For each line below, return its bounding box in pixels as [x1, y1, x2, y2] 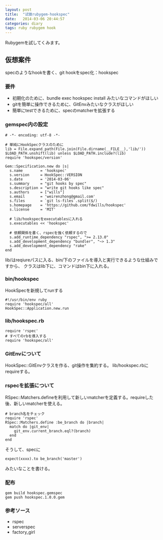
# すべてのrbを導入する [5, 334, 47, 339]
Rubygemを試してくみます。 [5, 40, 63, 46]
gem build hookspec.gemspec [5, 491, 63, 496]
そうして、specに [5, 446, 41, 452]
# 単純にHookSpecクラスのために [5, 142, 64, 147]
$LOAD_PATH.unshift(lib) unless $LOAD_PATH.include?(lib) [5, 151, 126, 156]
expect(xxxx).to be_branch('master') [5, 456, 82, 461]
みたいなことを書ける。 [5, 466, 53, 471]
